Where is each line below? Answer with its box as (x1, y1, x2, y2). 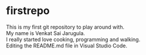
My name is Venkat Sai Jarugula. (6, 29, 85, 36)
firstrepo (6, 4, 50, 18)
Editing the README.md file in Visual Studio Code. (6, 42, 128, 49)
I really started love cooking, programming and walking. (6, 36, 141, 43)
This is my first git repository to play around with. (6, 23, 125, 30)
